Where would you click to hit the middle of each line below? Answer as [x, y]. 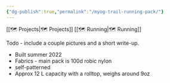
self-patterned [33, 67]
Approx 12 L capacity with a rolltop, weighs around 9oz [82, 73]
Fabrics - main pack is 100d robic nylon [63, 61]
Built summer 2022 [38, 54]
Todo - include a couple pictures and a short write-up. [73, 43]
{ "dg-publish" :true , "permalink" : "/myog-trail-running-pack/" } [85, 12]
